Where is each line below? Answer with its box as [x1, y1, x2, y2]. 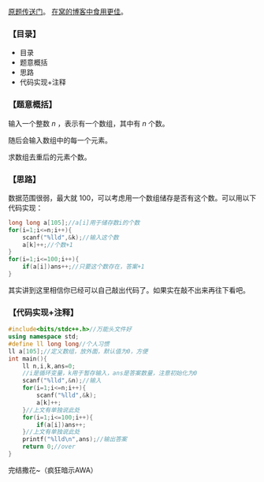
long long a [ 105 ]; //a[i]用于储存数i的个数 [8, 219, 140, 226]
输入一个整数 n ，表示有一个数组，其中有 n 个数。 [8, 118, 169, 128]
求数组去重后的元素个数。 [8, 152, 91, 162]
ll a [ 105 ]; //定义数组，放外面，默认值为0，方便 [8, 347, 148, 355]
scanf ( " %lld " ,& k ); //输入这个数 [22, 234, 120, 241]
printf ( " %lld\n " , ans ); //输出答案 [22, 435, 128, 443]
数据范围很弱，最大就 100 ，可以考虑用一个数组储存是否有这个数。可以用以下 [8, 192, 257, 203]
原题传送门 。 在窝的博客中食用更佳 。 [8, 7, 128, 16]
